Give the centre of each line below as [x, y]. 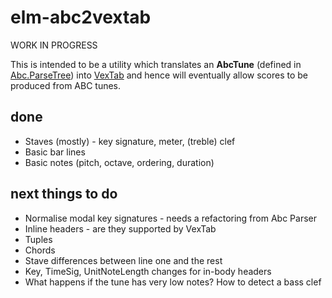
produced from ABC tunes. [66, 85]
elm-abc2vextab [81, 17]
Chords [40, 250]
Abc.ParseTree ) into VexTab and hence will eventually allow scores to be [159, 75]
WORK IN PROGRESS [54, 45]
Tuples [38, 239]
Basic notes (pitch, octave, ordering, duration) [119, 162]
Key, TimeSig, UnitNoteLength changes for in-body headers [148, 271]
